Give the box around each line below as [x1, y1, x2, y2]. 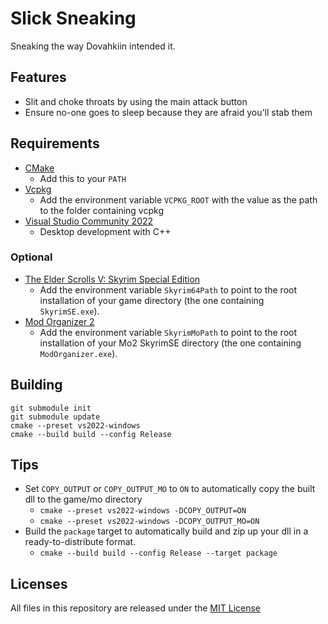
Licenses [10, 575, 68, 592]
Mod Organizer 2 [24, 315, 95, 327]
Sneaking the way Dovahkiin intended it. [10, 40, 176, 52]
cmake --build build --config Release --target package [39, 548, 278, 559]
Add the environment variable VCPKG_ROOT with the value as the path [39, 193, 318, 206]
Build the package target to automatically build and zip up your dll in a [24, 525, 309, 537]
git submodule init [10, 403, 92, 413]
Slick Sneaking [10, 7, 137, 30]
